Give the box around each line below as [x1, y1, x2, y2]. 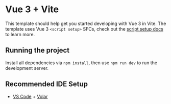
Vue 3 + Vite [5, 4, 59, 15]
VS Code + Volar [12, 93, 48, 99]
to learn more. [5, 31, 35, 37]
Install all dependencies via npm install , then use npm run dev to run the [5, 60, 157, 66]
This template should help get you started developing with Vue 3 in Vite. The [5, 20, 166, 27]
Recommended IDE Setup [5, 80, 88, 89]
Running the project [5, 46, 70, 55]
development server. [5, 65, 49, 71]
